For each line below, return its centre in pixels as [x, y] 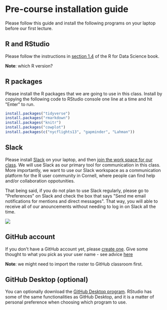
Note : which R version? [29, 65]
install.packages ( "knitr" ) [33, 123]
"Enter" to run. [20, 104]
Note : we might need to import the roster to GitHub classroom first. [74, 264]
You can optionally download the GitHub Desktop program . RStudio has [79, 291]
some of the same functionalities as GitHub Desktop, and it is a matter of [80, 297]
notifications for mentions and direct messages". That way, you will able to [82, 201]
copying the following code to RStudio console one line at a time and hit [79, 99]
